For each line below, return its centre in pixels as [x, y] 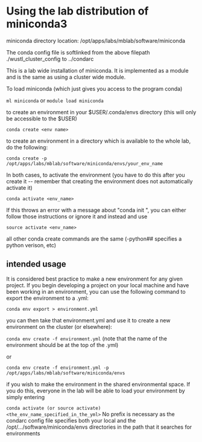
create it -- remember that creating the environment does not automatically [99, 181]
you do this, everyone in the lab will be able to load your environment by [96, 391]
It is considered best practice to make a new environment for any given [94, 279]
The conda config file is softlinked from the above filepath [78, 52]
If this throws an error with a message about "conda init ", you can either [96, 210]
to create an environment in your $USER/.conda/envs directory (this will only [101, 112]
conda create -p [27, 158]
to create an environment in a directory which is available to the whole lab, [99, 141]
